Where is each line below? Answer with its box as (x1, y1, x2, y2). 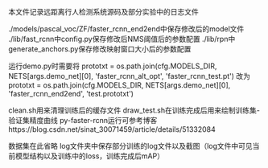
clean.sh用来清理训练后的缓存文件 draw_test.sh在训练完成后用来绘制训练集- (8, 105, 260, 115)
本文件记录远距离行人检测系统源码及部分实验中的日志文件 (8, 7, 199, 16)
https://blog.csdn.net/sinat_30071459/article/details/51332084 (8, 125, 216, 134)
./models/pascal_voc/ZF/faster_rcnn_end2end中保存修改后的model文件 (8, 24, 245, 34)
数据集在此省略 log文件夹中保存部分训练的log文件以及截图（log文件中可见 (8, 141, 254, 150)
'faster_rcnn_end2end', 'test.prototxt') (8, 89, 134, 98)
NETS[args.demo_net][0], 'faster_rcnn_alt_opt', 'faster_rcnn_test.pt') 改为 (8, 72, 251, 80)
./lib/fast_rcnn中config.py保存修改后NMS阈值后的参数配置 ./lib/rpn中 (8, 35, 236, 43)
